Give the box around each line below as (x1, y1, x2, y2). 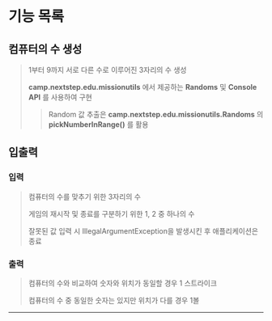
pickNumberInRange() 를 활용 (48, 120, 149, 129)
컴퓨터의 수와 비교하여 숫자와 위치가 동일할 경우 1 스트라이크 (28, 278, 217, 288)
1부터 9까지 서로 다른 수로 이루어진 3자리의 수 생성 (28, 65, 187, 74)
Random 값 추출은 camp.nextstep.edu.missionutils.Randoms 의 (48, 110, 264, 119)
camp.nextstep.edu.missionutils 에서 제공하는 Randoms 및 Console (28, 82, 257, 91)
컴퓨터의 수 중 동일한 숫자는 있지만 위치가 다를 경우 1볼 (28, 295, 200, 305)
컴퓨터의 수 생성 (8, 42, 83, 56)
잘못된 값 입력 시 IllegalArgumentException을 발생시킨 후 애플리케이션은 (28, 226, 259, 235)
